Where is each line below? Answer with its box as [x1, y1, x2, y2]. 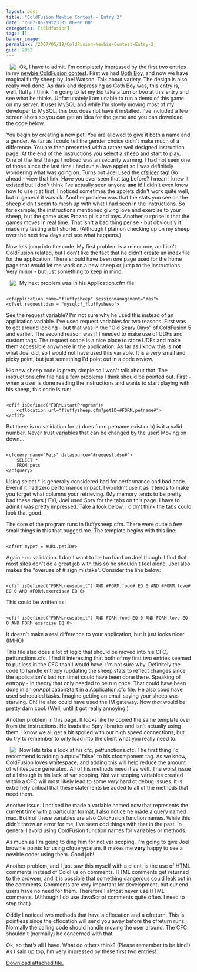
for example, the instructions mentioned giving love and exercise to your [6, 206, 181, 213]
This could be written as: [6, 598, 66, 606]
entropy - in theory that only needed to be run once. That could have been [6, 679, 186, 686]
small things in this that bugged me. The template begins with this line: [6, 526, 177, 534]
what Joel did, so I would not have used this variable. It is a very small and [6, 349, 186, 356]
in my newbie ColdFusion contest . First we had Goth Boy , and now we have [6, 69, 188, 77]
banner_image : [6, 36, 41, 42]
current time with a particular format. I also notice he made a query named [6, 808, 186, 815]
